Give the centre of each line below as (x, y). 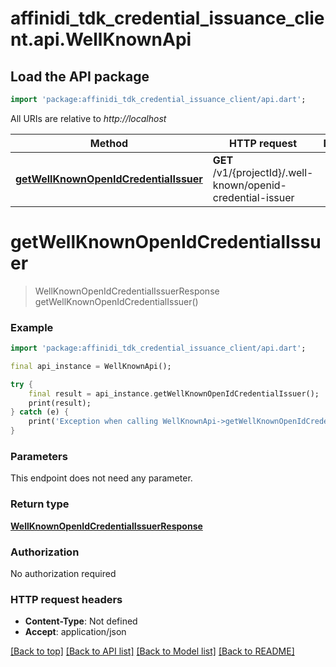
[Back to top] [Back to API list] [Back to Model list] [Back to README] (152, 651)
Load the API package (80, 76)
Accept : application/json (75, 632)
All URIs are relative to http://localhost (88, 118)
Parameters (39, 457)
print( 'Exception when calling (93, 422)
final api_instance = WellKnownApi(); (91, 366)
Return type (40, 504)
